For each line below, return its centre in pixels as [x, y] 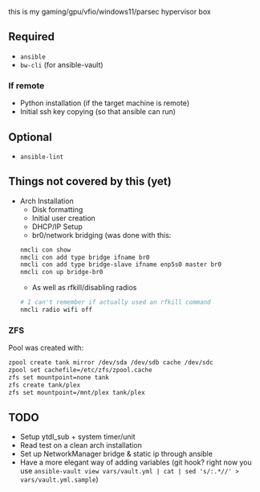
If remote [26, 85]
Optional [30, 137]
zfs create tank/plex [45, 385]
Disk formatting [57, 209]
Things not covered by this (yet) [90, 181]
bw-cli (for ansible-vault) [61, 64]
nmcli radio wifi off [56, 310]
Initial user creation [64, 218]
